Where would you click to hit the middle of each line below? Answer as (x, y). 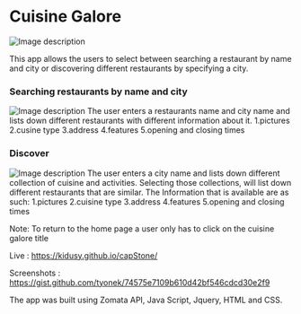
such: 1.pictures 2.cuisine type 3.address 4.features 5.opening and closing (147, 201)
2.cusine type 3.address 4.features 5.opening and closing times (127, 130)
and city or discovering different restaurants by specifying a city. (129, 68)
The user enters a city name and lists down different (183, 173)
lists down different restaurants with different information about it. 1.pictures (150, 121)
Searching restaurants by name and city (99, 92)
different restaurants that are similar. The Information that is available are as (149, 192)
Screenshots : (35, 273)
